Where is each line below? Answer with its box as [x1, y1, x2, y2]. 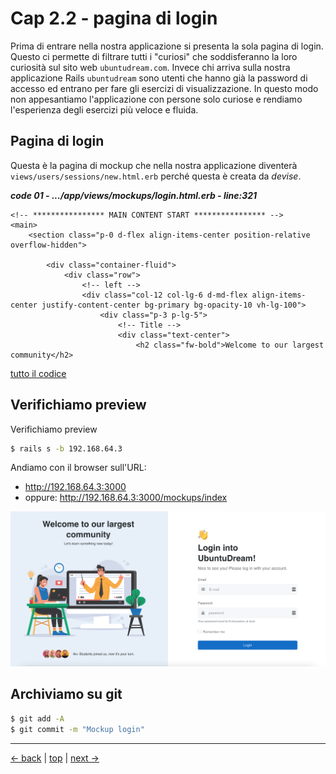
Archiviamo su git [10, 686, 123, 703]
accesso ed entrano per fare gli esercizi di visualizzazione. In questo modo [10, 82, 319, 94]
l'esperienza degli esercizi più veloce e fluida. [10, 103, 199, 116]
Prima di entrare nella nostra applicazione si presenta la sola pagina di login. [10, 40, 324, 52]
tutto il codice [10, 367, 67, 379]
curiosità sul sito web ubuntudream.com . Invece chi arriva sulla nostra [10, 61, 291, 73]
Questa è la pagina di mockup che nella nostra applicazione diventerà [10, 159, 298, 171]
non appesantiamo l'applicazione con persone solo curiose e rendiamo [10, 93, 303, 105]
